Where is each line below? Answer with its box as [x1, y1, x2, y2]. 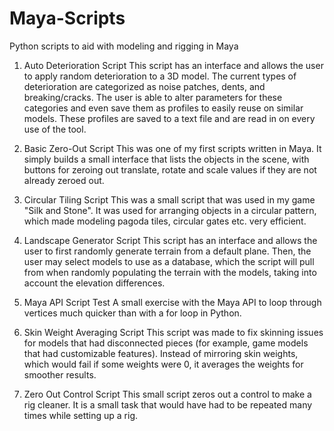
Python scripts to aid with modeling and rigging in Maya [9, 40, 239, 52]
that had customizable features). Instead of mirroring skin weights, [23, 347, 299, 359]
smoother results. [23, 368, 97, 381]
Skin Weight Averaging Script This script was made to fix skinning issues [23, 326, 324, 338]
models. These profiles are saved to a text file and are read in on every [23, 112, 316, 124]
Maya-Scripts [9, 7, 126, 30]
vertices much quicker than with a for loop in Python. [23, 307, 242, 319]
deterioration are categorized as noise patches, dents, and [23, 80, 266, 92]
